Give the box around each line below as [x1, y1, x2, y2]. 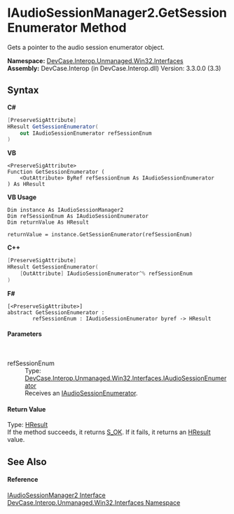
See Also [7, 456, 47, 468]
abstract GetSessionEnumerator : [7, 309, 105, 316]
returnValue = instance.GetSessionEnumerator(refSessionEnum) [7, 231, 193, 238]
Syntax [7, 84, 39, 96]
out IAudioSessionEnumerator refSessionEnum [20, 130, 152, 137]
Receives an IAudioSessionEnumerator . [25, 388, 138, 397]
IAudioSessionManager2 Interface [7, 491, 106, 499]
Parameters [7, 330, 42, 338]
